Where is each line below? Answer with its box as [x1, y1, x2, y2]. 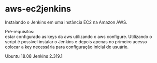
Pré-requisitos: [5, 28, 35, 34]
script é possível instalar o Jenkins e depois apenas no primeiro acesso [5, 38, 147, 44]
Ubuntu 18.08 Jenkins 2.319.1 [5, 53, 63, 59]
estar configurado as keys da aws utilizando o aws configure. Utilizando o [5, 34, 152, 39]
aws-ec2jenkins [5, 3, 71, 14]
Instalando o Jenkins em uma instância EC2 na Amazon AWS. [5, 19, 128, 25]
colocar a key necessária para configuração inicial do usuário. [5, 44, 129, 50]
